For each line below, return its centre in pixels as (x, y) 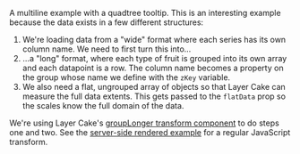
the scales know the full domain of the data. (103, 105)
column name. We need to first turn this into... (107, 49)
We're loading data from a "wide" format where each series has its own (154, 40)
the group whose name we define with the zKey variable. (126, 77)
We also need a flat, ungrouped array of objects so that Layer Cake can (154, 87)
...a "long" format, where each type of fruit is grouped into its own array (154, 58)
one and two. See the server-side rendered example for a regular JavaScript (150, 132)
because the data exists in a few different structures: (107, 22)
